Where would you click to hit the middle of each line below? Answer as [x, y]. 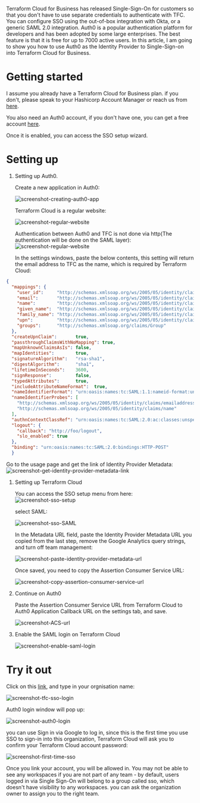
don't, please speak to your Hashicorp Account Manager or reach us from [97, 99]
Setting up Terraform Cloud [48, 482]
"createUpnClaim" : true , [50, 337]
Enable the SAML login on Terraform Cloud [67, 634]
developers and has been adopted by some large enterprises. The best [93, 34]
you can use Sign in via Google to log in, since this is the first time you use [97, 732]
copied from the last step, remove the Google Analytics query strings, [100, 540]
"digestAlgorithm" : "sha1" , [53, 364]
